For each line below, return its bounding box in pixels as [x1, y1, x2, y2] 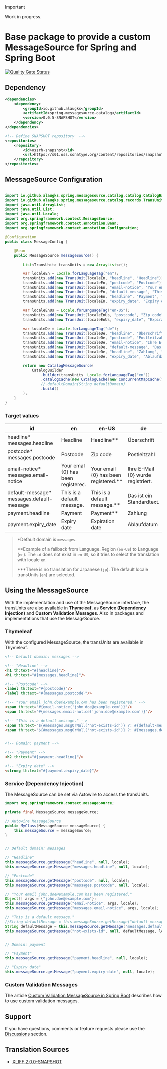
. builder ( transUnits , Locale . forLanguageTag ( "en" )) [40, 372, 150, 377]
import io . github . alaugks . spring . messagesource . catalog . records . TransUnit [5, 197, 164, 203]
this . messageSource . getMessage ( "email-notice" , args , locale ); [5, 901, 139, 906]
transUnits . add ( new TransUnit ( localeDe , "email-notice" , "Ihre [23, 340, 157, 345]
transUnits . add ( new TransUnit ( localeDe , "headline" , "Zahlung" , [23, 349, 159, 355]
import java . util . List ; [5, 207, 55, 212]
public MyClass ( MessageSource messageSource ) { [5, 823, 106, 828]
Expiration [91, 518, 115, 525]
